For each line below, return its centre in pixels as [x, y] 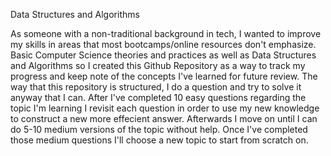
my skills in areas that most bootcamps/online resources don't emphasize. [163, 44]
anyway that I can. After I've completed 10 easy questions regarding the [158, 97]
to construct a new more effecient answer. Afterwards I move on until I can [164, 118]
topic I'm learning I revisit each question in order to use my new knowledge [165, 108]
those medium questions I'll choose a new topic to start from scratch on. [159, 140]
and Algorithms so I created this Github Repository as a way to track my [158, 65]
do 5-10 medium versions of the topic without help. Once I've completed [159, 129]
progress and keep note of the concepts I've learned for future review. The [164, 76]
